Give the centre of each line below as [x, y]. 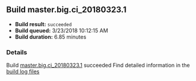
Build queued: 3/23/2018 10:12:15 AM [61, 30]
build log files [23, 71]
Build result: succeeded [43, 24]
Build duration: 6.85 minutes [51, 37]
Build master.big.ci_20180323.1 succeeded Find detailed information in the [98, 66]
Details [17, 52]
